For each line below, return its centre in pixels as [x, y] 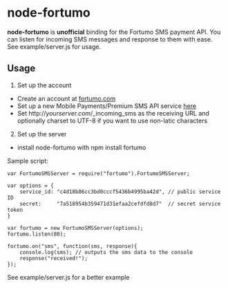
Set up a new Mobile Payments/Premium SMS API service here [107, 106]
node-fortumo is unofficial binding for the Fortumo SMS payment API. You [114, 32]
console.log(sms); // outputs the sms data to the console [106, 252]
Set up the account [44, 85]
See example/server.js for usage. [54, 46]
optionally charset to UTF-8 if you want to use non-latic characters [112, 120]
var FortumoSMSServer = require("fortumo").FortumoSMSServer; [98, 173]
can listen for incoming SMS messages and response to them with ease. [110, 39]
